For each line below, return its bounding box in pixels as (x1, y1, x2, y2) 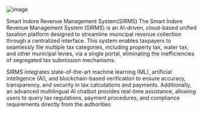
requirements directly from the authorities (6, 101, 111, 108)
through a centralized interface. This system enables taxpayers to (6, 37, 171, 44)
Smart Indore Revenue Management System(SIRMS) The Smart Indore (6, 18, 183, 24)
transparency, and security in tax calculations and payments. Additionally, (6, 81, 192, 88)
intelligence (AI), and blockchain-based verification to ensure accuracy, (6, 75, 186, 82)
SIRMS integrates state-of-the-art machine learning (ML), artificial (6, 68, 173, 76)
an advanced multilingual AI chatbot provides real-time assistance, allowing (6, 88, 196, 94)
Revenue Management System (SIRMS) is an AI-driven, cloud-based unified (6, 24, 197, 31)
